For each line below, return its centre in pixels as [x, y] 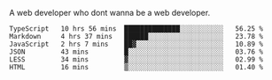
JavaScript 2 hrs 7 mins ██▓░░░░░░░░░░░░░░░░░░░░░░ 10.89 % [136, 44]
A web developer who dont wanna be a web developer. [110, 13]
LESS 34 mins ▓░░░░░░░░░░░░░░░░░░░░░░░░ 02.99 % [136, 60]
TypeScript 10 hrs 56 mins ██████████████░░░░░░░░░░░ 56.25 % [136, 29]
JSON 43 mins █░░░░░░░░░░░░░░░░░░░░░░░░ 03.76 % [136, 52]
